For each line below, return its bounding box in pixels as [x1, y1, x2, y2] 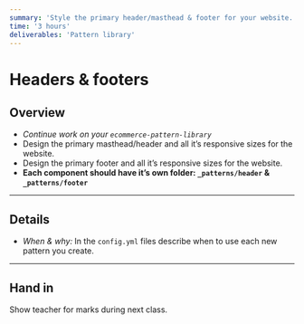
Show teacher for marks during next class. [9, 304, 168, 315]
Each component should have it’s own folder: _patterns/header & [22, 167, 270, 178]
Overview [9, 105, 66, 120]
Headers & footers [9, 69, 149, 90]
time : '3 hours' [9, 22, 71, 31]
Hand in [9, 280, 54, 295]
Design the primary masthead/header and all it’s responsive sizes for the [22, 138, 293, 149]
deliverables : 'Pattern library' [9, 30, 136, 39]
